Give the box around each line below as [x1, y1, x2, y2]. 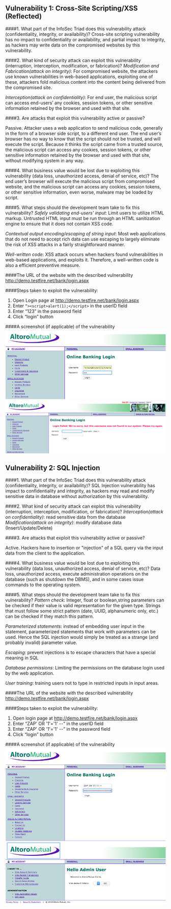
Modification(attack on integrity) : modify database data [5, 519, 122, 525]
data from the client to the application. [5, 550, 85, 556]
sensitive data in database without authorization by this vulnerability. [5, 493, 149, 499]
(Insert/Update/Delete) [5, 525, 53, 531]
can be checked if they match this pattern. [5, 613, 94, 619]
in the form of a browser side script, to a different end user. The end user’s [5, 130, 162, 136]
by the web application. [5, 670, 54, 676]
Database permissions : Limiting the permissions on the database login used [5, 665, 164, 671]
